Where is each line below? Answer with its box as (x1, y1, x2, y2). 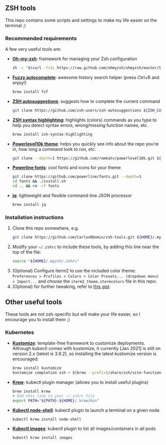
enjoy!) (12, 80, 27, 86)
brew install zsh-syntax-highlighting (12, 132, 93, 137)
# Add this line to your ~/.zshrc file (12, 393, 95, 398)
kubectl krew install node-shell (12, 417, 82, 422)
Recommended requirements (5, 35, 77, 42)
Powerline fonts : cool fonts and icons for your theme (12, 165, 121, 171)
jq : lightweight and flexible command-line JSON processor (12, 192, 132, 198)
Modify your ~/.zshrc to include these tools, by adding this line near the (12, 244, 160, 250)
